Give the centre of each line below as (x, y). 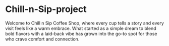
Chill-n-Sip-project (46, 9)
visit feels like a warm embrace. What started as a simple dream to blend (81, 28)
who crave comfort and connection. (42, 39)
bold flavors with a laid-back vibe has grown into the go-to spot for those (81, 33)
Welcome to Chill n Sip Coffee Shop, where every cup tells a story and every (84, 23)
